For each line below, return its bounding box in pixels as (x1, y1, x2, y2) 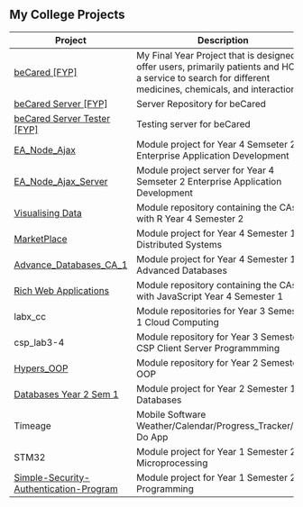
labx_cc (14, 310, 47, 322)
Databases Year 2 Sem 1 (14, 387, 119, 400)
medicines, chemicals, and (136, 83, 250, 95)
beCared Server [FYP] (14, 97, 108, 110)
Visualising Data (14, 206, 83, 219)
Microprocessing (136, 457, 208, 469)
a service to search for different (136, 71, 271, 84)
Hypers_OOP (14, 362, 69, 375)
